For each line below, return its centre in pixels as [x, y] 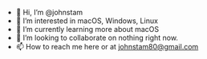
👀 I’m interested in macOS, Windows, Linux [87, 21]
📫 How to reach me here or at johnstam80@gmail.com [107, 47]
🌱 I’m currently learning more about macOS [87, 29]
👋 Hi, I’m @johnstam [49, 12]
